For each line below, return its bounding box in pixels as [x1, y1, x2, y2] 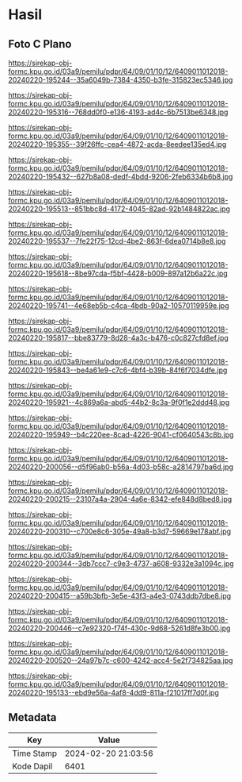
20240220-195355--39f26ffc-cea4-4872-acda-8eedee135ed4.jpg [8, 140, 227, 148]
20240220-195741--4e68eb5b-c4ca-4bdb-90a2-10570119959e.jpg [8, 301, 229, 310]
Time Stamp [12, 748, 58, 759]
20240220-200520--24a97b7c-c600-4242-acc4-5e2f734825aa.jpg [8, 656, 233, 665]
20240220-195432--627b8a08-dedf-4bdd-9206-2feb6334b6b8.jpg [8, 172, 233, 181]
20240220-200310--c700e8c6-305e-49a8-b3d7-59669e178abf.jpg [8, 526, 232, 536]
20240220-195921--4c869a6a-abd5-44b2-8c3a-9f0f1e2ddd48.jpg [8, 398, 230, 406]
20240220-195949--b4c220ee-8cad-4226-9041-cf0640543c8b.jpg [8, 430, 234, 439]
